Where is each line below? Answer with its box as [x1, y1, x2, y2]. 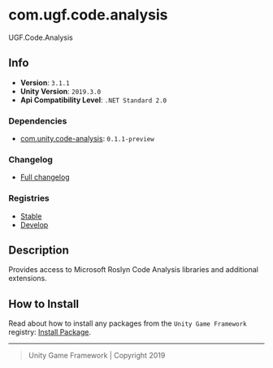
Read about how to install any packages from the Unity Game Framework [8, 318, 247, 328]
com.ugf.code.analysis [8, 6, 168, 24]
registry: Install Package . [8, 327, 92, 337]
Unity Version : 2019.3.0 [19, 86, 102, 96]
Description [8, 244, 69, 258]
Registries [8, 193, 50, 204]
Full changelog [19, 172, 71, 182]
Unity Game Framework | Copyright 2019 [28, 351, 166, 361]
